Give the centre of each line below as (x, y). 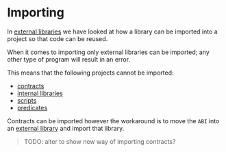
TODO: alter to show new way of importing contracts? (100, 141)
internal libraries (40, 93)
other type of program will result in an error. (69, 59)
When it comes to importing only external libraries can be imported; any (109, 52)
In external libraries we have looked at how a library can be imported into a (112, 31)
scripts (27, 100)
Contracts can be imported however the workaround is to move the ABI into (113, 121)
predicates (32, 107)
